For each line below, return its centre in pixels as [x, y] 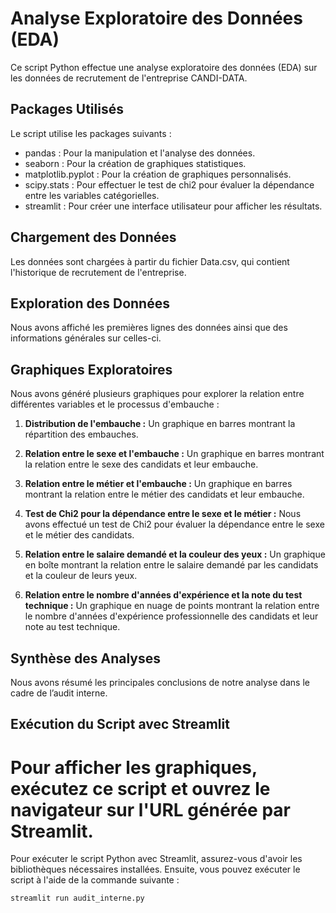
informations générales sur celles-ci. [86, 338]
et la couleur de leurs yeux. [81, 576]
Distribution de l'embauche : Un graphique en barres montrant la [160, 424]
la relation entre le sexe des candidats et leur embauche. [141, 464]
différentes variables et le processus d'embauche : [115, 404]
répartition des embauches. [81, 434]
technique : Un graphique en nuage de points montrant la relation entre [172, 606]
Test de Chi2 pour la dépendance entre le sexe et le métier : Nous [163, 514]
